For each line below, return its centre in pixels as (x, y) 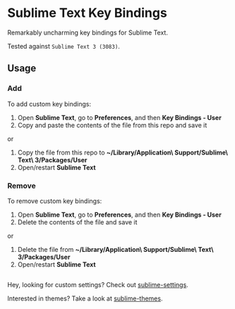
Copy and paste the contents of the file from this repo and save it (112, 125)
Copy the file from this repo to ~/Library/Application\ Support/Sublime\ (122, 152)
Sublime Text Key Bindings (87, 13)
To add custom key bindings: (49, 104)
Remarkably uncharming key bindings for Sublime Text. (88, 32)
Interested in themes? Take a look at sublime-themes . (85, 298)
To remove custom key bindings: (55, 201)
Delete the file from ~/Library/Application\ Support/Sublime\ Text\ (115, 249)
